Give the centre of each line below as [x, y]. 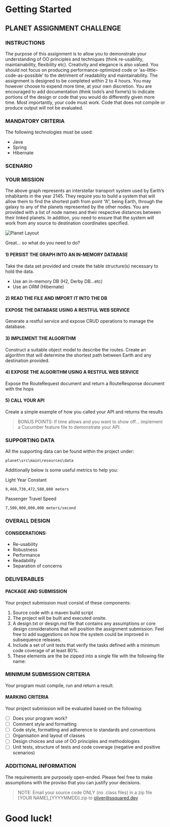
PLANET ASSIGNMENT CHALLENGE [63, 28]
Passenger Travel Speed [31, 499]
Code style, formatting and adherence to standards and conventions [84, 730]
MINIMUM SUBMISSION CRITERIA [48, 674]
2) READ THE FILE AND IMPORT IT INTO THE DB [56, 298]
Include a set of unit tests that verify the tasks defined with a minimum [86, 645]
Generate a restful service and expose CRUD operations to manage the [79, 321]
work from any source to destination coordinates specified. [67, 223]
